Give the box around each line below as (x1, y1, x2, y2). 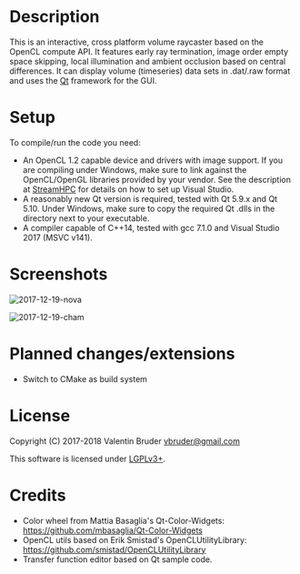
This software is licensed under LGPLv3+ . (9, 453, 165, 464)
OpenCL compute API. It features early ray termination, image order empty (9, 45, 289, 56)
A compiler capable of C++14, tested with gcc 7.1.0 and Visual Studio (22, 222, 280, 233)
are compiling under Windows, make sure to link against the (22, 164, 247, 175)
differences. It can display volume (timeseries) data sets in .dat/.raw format (9, 65, 291, 76)
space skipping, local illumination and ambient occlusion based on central (9, 55, 286, 66)
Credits (9, 485, 66, 506)
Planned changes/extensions (9, 344, 235, 364)
